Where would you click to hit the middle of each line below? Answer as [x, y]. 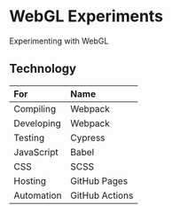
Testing [29, 138]
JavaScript [36, 152]
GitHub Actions [102, 195]
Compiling [35, 108]
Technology [43, 69]
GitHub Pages [99, 181]
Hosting [30, 181]
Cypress [88, 138]
